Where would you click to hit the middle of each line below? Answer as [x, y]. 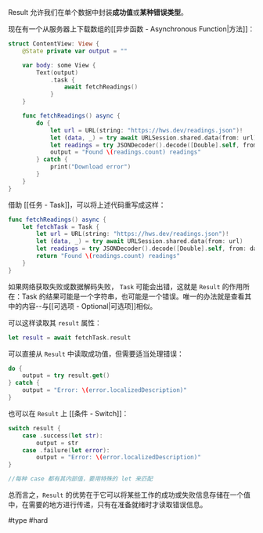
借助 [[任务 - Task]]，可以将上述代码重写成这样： [87, 205]
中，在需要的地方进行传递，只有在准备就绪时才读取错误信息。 [108, 504]
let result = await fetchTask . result [70, 337]
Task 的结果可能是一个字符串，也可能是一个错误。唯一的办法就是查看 [133, 296]
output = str [58, 443]
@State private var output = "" [75, 51]
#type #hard [28, 520]
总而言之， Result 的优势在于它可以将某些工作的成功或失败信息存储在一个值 [129, 495]
